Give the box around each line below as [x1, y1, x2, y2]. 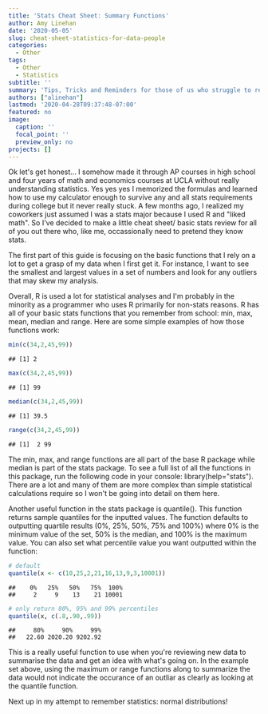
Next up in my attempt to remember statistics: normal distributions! [8, 696, 228, 707]
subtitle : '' [8, 78, 52, 86]
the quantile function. [8, 681, 78, 691]
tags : [8, 57, 26, 65]
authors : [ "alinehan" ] [8, 93, 84, 101]
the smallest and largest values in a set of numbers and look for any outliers [8, 268, 258, 277]
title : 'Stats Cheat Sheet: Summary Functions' [8, 11, 170, 20]
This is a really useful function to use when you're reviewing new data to [8, 648, 246, 657]
